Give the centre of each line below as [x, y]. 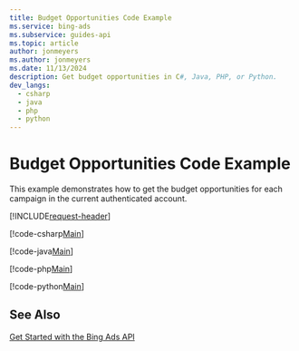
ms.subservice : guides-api [60, 34]
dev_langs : [30, 85]
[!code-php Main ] [41, 269]
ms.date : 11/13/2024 [48, 69]
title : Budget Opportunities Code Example [91, 18]
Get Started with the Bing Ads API [72, 336]
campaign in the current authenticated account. [98, 199]
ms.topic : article [44, 43]
